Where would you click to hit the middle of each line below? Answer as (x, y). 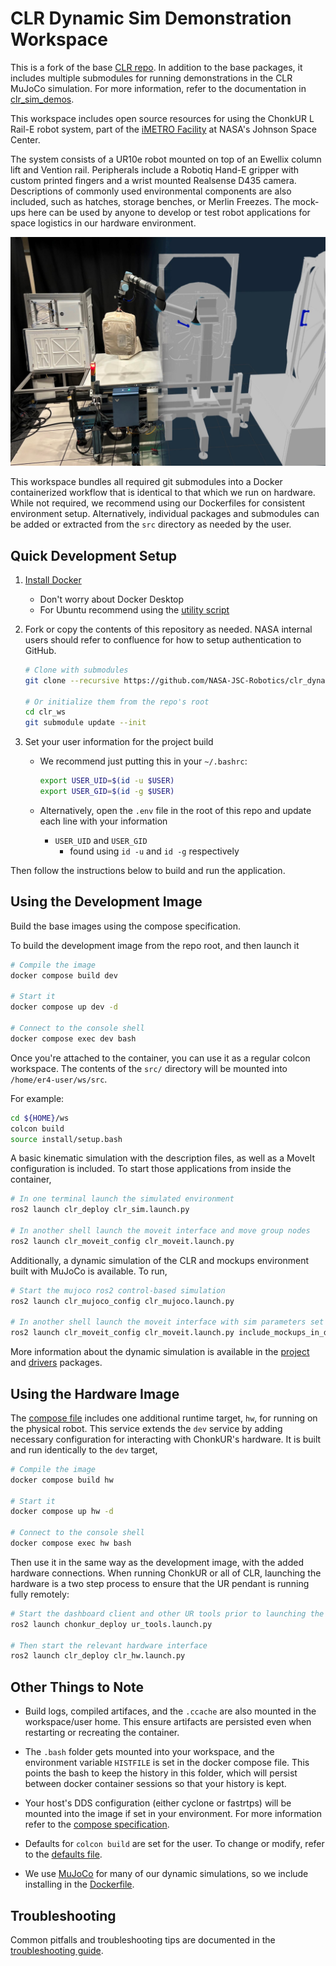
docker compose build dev (64, 975)
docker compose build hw (62, 1480)
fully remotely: (40, 1594)
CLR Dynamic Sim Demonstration (151, 18)
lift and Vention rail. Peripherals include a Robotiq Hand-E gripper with (155, 169)
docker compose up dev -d (64, 1007)
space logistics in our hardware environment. (103, 223)
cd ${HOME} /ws (40, 1118)
